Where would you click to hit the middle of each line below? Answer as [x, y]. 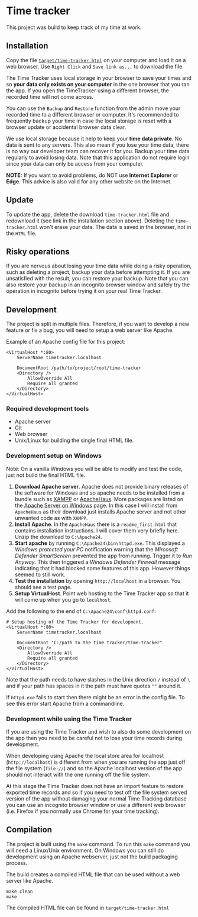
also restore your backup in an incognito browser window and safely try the [98, 285]
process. [17, 863]
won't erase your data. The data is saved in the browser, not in [115, 227]
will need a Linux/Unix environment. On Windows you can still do [85, 850]
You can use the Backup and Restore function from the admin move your [93, 108]
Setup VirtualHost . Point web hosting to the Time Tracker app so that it [102, 593]
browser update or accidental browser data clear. [66, 127]
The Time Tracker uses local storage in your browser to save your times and [99, 78]
